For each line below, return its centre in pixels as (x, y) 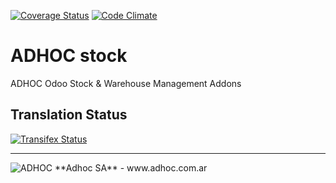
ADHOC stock (69, 56)
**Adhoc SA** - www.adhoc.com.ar (131, 167)
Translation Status (69, 115)
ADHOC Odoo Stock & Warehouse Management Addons (126, 83)
